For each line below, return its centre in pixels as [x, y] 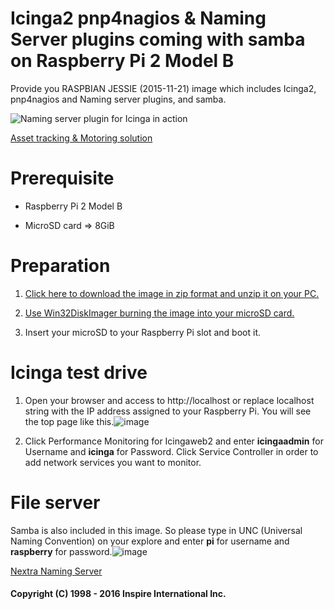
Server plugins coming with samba [158, 39]
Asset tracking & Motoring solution [81, 138]
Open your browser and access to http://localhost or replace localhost [169, 400]
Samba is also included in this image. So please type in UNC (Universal [156, 530]
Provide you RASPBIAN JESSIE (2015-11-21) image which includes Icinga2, [163, 88]
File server [55, 502]
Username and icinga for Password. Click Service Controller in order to [171, 451]
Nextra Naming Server [56, 571]
